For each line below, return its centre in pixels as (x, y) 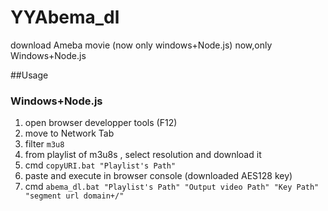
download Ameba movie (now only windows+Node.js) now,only (141, 45)
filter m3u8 (44, 144)
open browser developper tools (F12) (101, 123)
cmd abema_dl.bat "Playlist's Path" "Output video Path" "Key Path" (172, 187)
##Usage (29, 75)
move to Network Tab (69, 133)
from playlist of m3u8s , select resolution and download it (143, 155)
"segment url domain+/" (74, 196)
